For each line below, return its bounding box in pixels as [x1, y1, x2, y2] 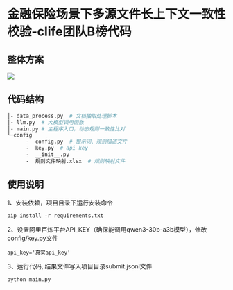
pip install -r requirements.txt [7, 212, 104, 219]
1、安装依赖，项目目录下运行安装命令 [7, 198, 113, 207]
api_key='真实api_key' [7, 249, 71, 256]
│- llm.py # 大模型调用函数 [7, 119, 85, 126]
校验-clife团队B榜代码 [7, 24, 132, 40]
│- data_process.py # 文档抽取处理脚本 [7, 112, 117, 119]
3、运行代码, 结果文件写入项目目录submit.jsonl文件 [7, 262, 153, 271]
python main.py [7, 275, 51, 283]
